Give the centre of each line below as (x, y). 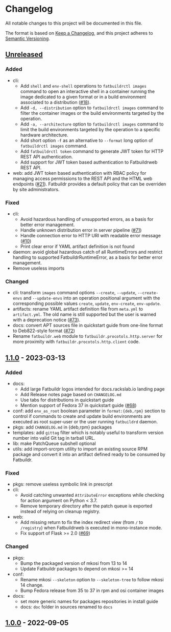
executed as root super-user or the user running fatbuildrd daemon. (85, 421)
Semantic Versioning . (28, 38)
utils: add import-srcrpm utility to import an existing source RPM (80, 448)
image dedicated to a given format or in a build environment (83, 97)
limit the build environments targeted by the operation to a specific (90, 129)
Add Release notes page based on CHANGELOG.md (71, 394)
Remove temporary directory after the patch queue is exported (86, 506)
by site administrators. (36, 189)
